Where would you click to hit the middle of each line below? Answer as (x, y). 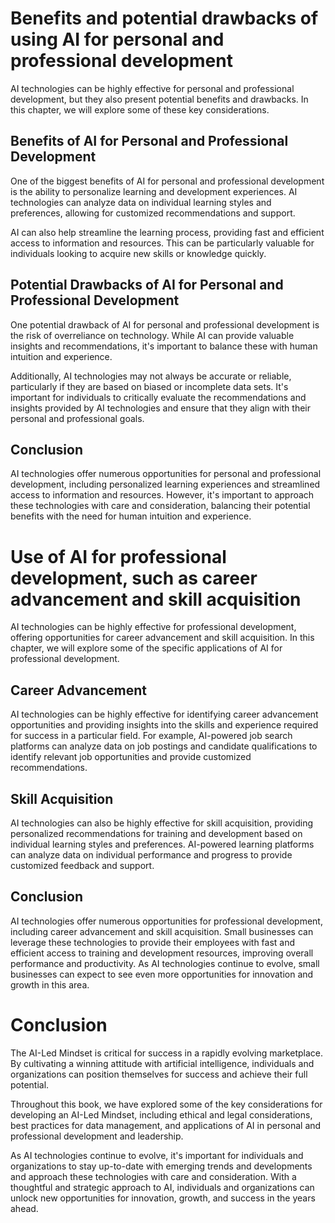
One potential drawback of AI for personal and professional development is (165, 324)
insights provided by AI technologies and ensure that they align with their (161, 408)
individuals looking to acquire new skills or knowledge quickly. (138, 253)
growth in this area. (50, 984)
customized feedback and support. (82, 865)
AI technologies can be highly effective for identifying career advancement (164, 714)
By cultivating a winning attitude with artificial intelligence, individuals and (162, 1063)
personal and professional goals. (77, 418)
